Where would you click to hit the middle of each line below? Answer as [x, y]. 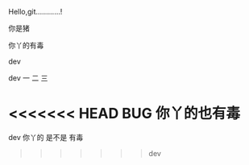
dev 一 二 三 [28, 78]
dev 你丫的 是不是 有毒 [46, 137]
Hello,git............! [35, 12]
